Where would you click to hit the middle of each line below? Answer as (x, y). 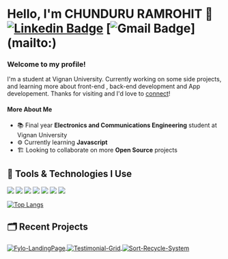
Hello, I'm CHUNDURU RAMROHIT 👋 (110, 14)
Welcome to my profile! (47, 64)
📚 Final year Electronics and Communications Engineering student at (117, 125)
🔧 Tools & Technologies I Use (69, 174)
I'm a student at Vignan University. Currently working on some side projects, (114, 79)
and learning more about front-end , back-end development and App (104, 86)
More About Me (30, 109)
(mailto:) (32, 43)
